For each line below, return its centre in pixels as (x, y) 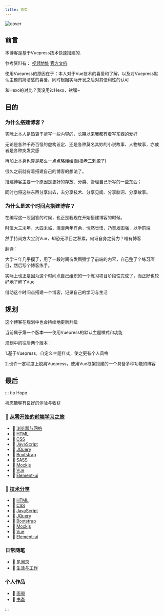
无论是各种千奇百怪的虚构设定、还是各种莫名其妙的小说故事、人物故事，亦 (80, 145)
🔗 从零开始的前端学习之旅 (35, 417)
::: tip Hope (16, 393)
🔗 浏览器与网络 (27, 428)
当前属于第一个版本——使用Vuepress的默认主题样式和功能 (64, 333)
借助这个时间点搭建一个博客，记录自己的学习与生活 (56, 293)
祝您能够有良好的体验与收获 (33, 403)
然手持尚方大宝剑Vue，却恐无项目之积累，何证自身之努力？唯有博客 (73, 239)
